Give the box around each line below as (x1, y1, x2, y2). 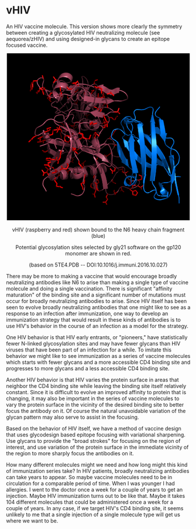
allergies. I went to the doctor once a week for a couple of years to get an (6, 486, 183, 493)
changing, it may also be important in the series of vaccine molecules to (6, 395, 180, 402)
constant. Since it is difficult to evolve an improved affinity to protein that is (6, 388, 187, 395)
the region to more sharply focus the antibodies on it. (6, 449, 135, 457)
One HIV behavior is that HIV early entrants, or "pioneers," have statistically (6, 333, 188, 340)
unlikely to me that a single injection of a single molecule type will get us (6, 511, 180, 518)
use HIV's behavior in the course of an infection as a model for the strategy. (6, 322, 189, 329)
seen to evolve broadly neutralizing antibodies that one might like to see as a (6, 303, 191, 310)
